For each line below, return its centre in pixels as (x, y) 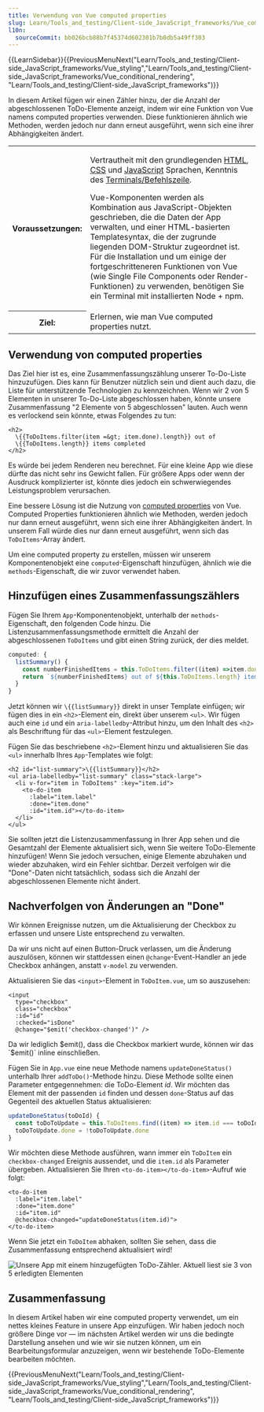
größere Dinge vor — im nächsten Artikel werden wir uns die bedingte (121, 1334)
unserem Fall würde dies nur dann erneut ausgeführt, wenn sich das (119, 531)
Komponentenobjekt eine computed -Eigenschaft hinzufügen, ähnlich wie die (130, 563)
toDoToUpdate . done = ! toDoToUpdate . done (82, 1131)
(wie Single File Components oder (152, 277)
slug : (17, 23)
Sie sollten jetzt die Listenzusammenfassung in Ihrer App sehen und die (124, 840)
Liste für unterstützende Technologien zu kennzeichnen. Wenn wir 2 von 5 (128, 390)
